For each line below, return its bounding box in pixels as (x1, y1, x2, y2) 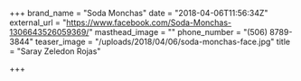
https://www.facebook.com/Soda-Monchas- (66, 17, 232, 28)
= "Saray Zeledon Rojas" (9, 46, 101, 57)
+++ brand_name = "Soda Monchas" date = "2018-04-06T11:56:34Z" (9, 8, 268, 18)
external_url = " (9, 17, 67, 28)
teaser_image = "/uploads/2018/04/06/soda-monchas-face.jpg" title (34, 36, 291, 47)
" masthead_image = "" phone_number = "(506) (89, 27, 268, 37)
